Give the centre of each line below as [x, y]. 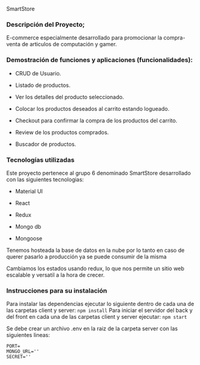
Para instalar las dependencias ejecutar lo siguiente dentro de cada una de [100, 304]
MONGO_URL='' [23, 352]
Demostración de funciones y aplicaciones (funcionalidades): [100, 60]
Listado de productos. [43, 85]
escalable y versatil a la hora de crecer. [55, 275]
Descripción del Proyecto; [46, 24]
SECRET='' [19, 357]
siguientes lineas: [28, 335]
